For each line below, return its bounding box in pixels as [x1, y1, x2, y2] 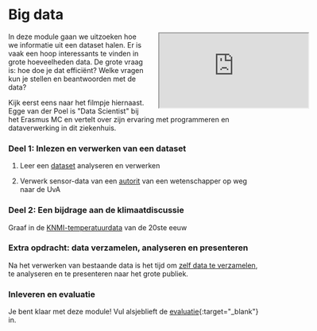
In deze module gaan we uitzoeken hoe [8, 32, 137, 41]
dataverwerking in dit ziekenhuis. [8, 123, 117, 133]
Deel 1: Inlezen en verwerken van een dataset [8, 143, 187, 154]
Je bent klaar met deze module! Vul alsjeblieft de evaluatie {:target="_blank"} [8, 307, 259, 317]
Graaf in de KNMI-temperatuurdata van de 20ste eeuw [8, 222, 187, 232]
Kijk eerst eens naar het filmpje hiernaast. [8, 98, 145, 107]
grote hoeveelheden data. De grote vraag [8, 57, 143, 67]
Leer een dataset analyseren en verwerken [19, 161, 160, 171]
